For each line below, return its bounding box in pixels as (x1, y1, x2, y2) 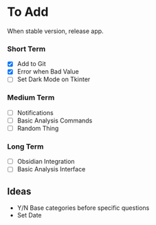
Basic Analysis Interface (16, 165, 86, 173)
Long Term (7, 142, 44, 151)
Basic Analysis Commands (16, 116, 93, 125)
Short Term (7, 44, 46, 54)
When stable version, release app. (7, 27, 104, 35)
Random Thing (16, 124, 59, 132)
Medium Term (7, 93, 55, 103)
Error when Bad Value (16, 67, 79, 76)
